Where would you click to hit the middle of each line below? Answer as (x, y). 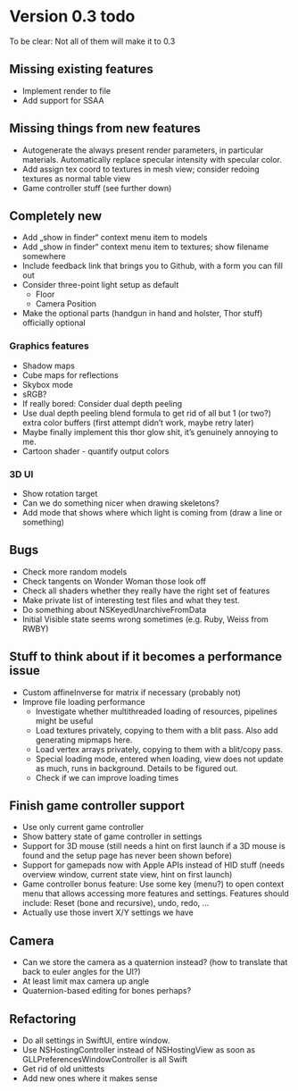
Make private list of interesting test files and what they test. (131, 600)
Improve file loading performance (83, 701)
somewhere (44, 256)
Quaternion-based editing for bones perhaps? (107, 991)
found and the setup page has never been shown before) (127, 856)
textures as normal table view (76, 178)
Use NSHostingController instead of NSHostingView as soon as (139, 1050)
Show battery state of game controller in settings (112, 836)
